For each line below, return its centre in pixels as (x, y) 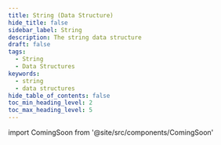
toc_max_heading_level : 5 (50, 111)
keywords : (24, 74)
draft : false (29, 45)
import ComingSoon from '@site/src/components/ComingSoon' (111, 132)
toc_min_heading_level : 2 (50, 103)
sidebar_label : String (45, 30)
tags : (17, 52)
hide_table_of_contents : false (59, 96)
